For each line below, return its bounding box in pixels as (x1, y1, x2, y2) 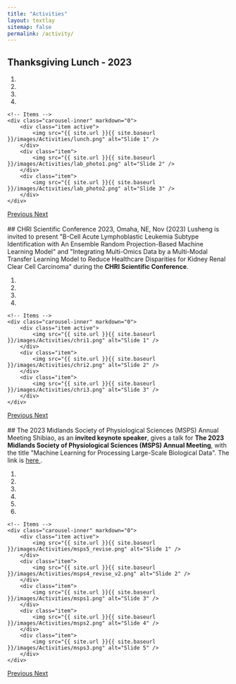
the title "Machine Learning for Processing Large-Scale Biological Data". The (7, 449, 230, 457)
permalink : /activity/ (7, 30, 74, 37)
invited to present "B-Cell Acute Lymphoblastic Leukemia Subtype (7, 232, 199, 241)
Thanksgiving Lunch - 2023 (7, 56, 132, 68)
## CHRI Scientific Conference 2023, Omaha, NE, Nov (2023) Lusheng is (7, 225, 220, 234)
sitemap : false (7, 23, 52, 30)
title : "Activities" (7, 10, 68, 18)
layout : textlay (7, 17, 55, 24)
